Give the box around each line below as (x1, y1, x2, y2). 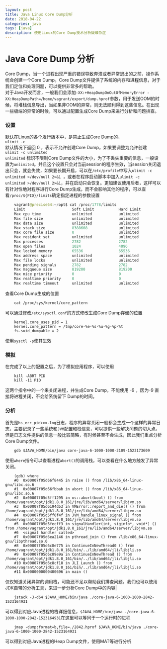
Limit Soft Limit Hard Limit (14, 207, 141, 212)
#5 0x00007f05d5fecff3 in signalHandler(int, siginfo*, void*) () (14, 521, 157, 526)
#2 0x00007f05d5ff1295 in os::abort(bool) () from (14, 495, 123, 500)
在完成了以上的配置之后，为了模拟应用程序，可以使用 (5, 364, 114, 370)
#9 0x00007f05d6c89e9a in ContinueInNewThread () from (14, 552, 133, 557)
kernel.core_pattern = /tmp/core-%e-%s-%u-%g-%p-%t (14, 324, 123, 329)
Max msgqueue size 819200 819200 (14, 267, 133, 272)
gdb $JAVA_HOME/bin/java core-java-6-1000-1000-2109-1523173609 (14, 448, 150, 453)
